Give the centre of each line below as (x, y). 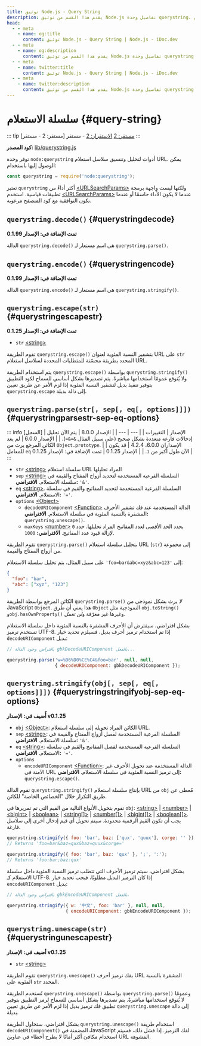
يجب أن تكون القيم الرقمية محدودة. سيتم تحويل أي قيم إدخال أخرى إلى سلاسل (94, 821)
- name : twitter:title (46, 67)
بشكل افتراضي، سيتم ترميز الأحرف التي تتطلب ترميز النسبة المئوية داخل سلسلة (95, 871)
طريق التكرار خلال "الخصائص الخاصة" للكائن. (57, 796)
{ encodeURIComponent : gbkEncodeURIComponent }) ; (128, 911)
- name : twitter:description (54, 84)
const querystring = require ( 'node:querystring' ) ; (71, 176)
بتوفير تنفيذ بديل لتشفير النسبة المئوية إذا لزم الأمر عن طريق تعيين (80, 385)
